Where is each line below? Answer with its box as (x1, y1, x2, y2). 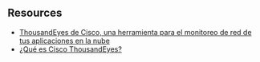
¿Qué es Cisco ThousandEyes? (18, 44, 122, 54)
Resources (7, 6, 63, 20)
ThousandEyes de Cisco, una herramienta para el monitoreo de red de (18, 27, 252, 37)
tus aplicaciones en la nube (18, 36, 110, 45)
